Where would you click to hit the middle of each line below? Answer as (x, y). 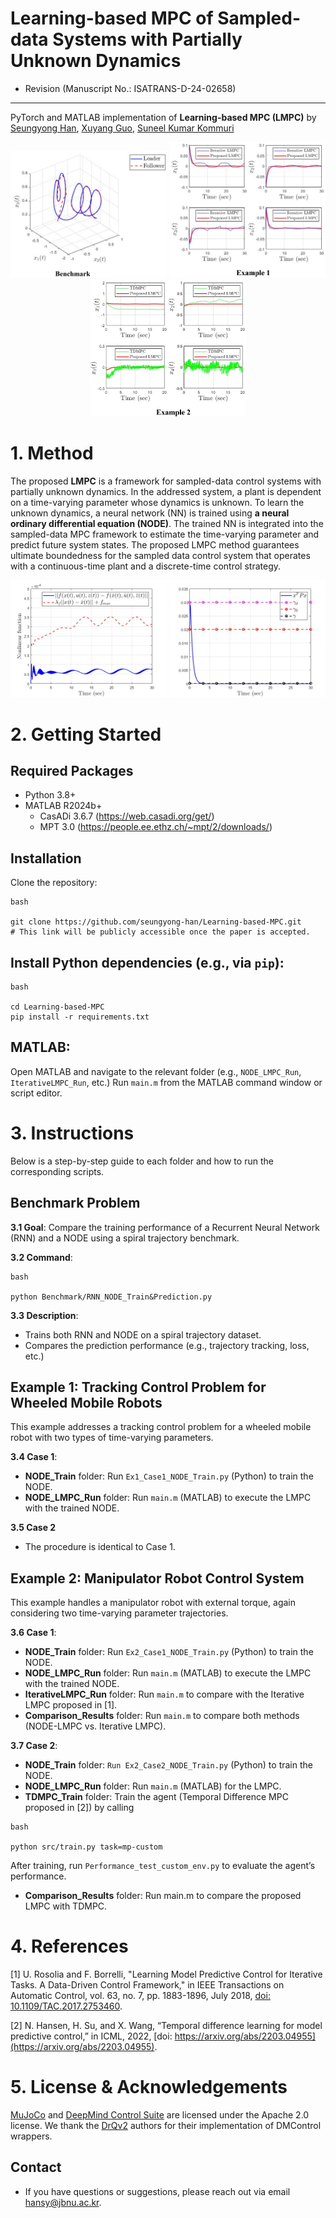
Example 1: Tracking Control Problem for (138, 1387)
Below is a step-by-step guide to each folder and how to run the (142, 1161)
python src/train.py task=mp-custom (86, 1847)
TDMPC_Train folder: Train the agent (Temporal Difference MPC (156, 1797)
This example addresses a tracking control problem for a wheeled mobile (161, 1427)
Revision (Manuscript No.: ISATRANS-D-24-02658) (130, 88)
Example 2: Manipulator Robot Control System (157, 1578)
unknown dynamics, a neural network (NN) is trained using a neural (150, 513)
